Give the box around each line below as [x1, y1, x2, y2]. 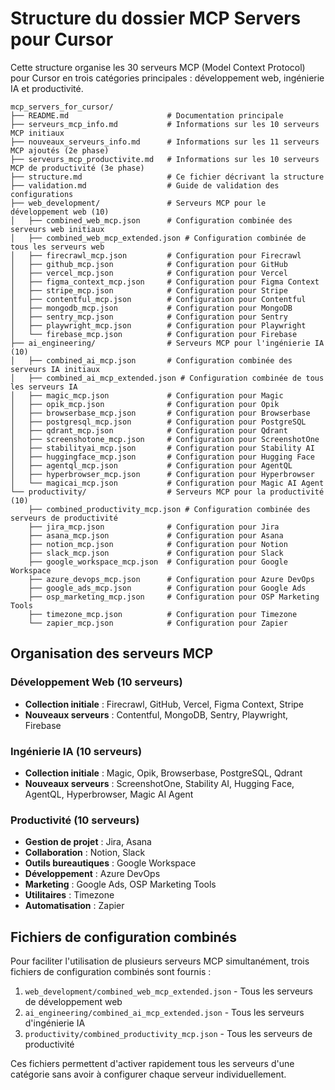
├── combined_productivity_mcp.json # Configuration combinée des [28, 504, 311, 514]
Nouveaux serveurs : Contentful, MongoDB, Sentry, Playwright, [24, 708, 289, 721]
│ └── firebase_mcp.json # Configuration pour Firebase [10, 329, 298, 339]
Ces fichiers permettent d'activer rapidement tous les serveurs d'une [10, 1058, 295, 1070]
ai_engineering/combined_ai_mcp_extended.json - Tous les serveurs [24, 1007, 305, 1019]
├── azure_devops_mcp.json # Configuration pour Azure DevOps [28, 574, 315, 584]
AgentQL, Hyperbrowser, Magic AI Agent [24, 788, 194, 800]
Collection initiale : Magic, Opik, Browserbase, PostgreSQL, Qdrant [24, 767, 303, 779]
